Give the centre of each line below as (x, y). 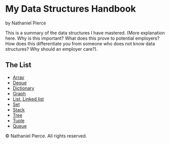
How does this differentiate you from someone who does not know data (80, 43)
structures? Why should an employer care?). (52, 49)
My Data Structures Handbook (71, 9)
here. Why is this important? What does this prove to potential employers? (82, 38)
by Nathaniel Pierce (26, 23)
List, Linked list (28, 99)
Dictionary (23, 88)
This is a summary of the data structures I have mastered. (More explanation (85, 33)
